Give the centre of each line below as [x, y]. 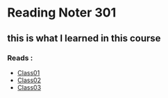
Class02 [29, 80]
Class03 [29, 87]
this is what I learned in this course [84, 38]
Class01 [28, 72]
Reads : [20, 58]
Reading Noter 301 [62, 13]
